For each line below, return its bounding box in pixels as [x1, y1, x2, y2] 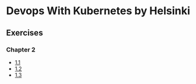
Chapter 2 [6, 46, 36, 54]
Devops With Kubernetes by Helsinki [6, 4, 191, 18]
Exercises [6, 28, 43, 38]
